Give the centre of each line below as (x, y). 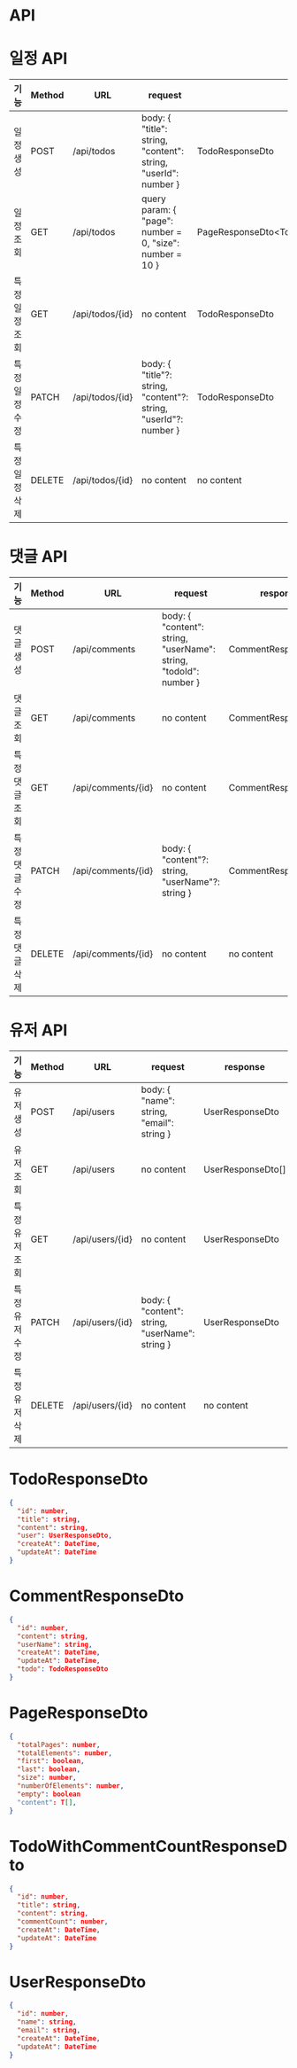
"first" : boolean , (51, 1761)
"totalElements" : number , (65, 1753)
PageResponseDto (79, 1713)
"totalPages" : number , (59, 1744)
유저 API (38, 1030)
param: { (159, 210)
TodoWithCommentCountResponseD (148, 1846)
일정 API (38, 59)
